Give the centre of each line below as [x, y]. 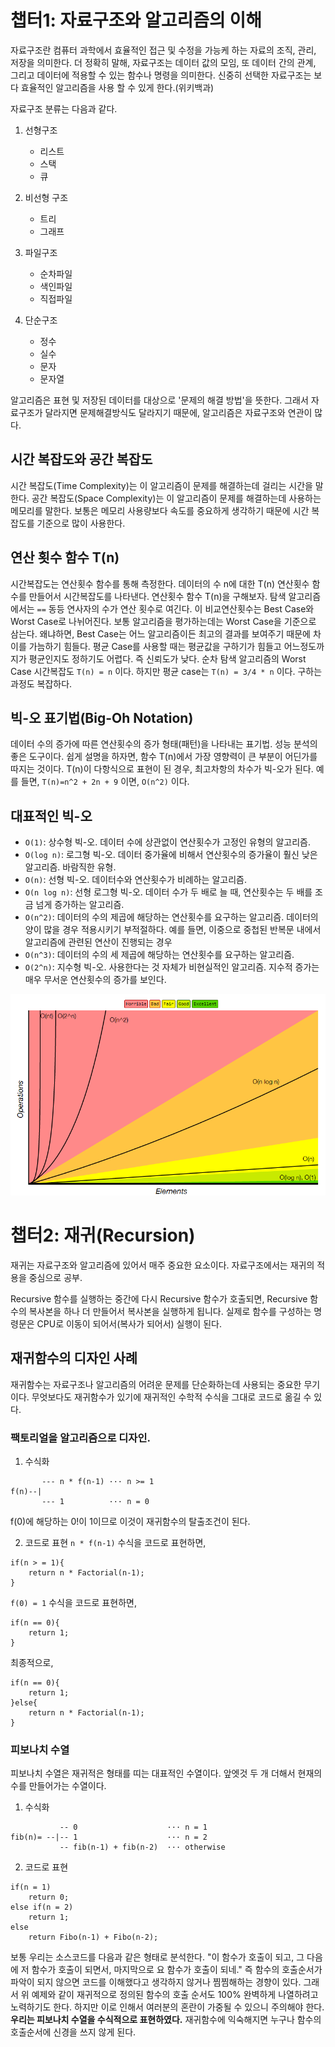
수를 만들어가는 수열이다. [58, 1786]
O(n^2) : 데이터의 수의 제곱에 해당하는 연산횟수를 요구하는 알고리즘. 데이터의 [171, 917]
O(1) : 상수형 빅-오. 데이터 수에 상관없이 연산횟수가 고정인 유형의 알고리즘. [167, 842]
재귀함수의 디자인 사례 [74, 1358]
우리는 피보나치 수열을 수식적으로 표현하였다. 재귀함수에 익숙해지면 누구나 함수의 [166, 2020]
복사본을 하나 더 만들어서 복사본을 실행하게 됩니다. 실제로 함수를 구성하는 [170, 1311]
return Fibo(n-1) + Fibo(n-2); [93, 1937]
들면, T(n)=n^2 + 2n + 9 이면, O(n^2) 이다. [105, 782]
